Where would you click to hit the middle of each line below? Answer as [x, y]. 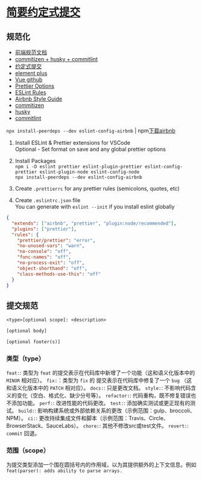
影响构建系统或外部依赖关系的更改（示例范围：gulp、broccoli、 [116, 411]
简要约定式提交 [43, 12]
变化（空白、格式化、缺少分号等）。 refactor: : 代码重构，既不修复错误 [104, 396]
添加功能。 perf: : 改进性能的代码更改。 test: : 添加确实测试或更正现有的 [101, 403]
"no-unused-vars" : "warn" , [51, 246]
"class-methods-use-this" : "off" [59, 274]
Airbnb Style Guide [38, 99]
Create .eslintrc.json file [48, 200]
